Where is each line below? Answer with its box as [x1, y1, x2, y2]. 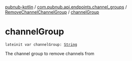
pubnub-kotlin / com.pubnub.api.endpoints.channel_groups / [5, 4, 127, 10]
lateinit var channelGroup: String [5, 42, 77, 47]
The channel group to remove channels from [5, 50, 94, 56]
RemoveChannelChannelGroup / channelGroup [5, 9, 99, 15]
